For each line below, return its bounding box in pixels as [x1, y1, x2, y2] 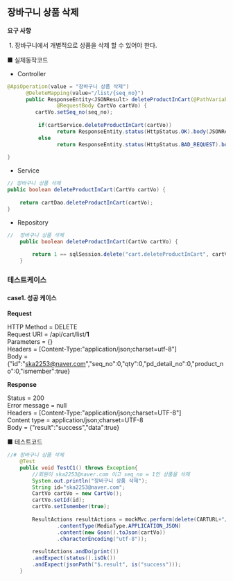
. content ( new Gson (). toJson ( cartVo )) [56, 529, 166, 536]
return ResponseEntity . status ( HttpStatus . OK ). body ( [56, 128, 209, 135]
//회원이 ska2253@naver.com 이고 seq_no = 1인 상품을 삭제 [32, 471, 191, 478]
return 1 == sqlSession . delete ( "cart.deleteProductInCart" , [32, 251, 209, 258]
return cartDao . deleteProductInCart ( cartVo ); [19, 199, 154, 206]
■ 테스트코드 [7, 437, 43, 446]
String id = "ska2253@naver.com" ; [32, 484, 126, 491]
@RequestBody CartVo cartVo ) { [56, 103, 148, 110]
